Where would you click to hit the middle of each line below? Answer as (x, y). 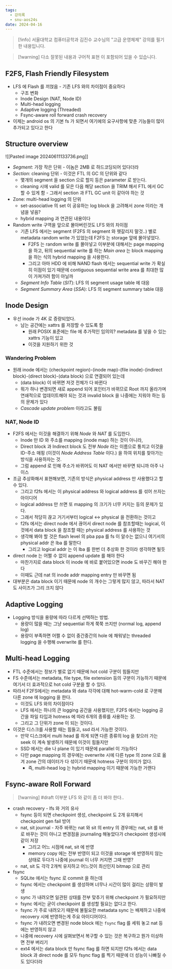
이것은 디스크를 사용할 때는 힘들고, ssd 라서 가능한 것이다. (70, 729)
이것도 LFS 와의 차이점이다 (47, 703)
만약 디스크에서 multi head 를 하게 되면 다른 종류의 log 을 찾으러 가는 (89, 736)
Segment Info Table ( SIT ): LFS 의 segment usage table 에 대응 (85, 283)
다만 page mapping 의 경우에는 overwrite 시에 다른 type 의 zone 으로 (91, 755)
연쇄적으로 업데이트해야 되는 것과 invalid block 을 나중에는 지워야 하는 (90, 395)
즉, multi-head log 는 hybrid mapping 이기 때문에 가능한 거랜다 (92, 768)
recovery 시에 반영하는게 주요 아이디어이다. (64, 916)
